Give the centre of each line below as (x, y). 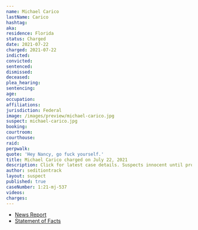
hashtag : (17, 22)
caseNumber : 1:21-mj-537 (37, 187)
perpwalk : (18, 149)
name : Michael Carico (33, 11)
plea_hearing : (24, 83)
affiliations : (24, 105)
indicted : (18, 55)
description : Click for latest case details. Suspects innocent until (95, 165)
